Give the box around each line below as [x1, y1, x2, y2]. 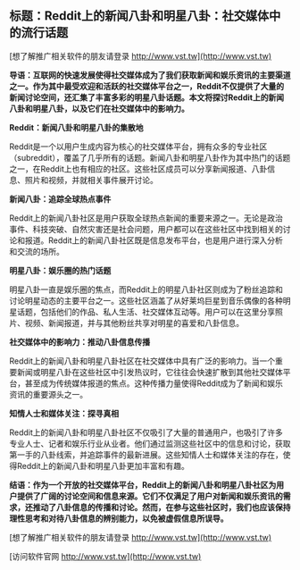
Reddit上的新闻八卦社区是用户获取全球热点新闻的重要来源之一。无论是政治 [9, 213, 284, 223]
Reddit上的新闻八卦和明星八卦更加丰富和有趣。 [16, 460, 190, 471]
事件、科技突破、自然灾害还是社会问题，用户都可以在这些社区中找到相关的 [9, 223, 283, 234]
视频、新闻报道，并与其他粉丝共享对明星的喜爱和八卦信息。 [24, 317, 244, 328]
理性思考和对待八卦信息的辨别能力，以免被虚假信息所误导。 [9, 513, 229, 524]
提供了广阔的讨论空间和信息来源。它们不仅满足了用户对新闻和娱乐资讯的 [16, 490, 283, 501]
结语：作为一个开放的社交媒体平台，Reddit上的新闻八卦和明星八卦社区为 [9, 479, 277, 490]
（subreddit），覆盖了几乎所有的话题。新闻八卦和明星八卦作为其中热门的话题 [9, 152, 291, 163]
